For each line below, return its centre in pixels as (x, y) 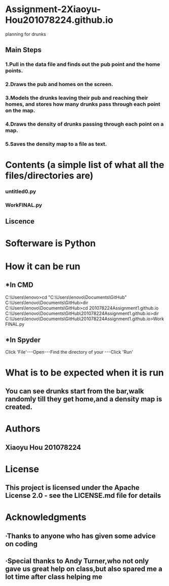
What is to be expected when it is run (85, 372)
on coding (22, 544)
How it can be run (43, 266)
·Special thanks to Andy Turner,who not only (77, 561)
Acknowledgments (46, 517)
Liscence (20, 221)
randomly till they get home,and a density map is (84, 399)
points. (14, 71)
